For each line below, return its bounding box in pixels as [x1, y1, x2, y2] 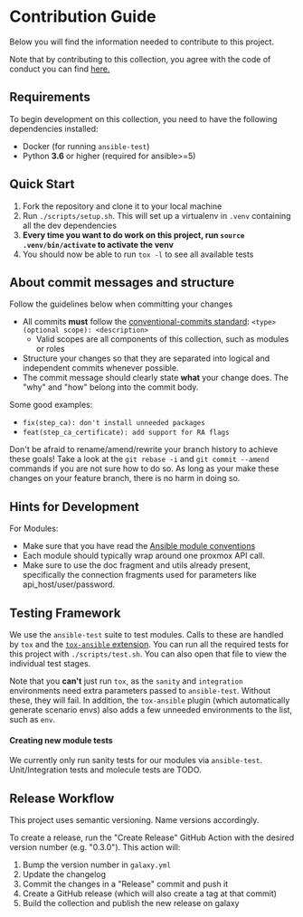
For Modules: [9, 523, 59, 534]
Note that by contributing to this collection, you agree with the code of [9, 53, 271, 64]
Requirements [9, 90, 90, 105]
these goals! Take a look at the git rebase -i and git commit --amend [9, 454, 270, 465]
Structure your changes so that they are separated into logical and [22, 353, 270, 364]
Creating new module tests [9, 734, 113, 745]
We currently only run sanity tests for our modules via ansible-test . [9, 755, 262, 766]
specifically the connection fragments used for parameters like [22, 570, 257, 581]
